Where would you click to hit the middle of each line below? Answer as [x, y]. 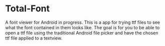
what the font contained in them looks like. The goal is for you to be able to [82, 27]
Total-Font [28, 9]
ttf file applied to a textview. [34, 38]
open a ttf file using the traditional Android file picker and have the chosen [82, 33]
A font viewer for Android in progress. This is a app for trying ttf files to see [83, 22]
